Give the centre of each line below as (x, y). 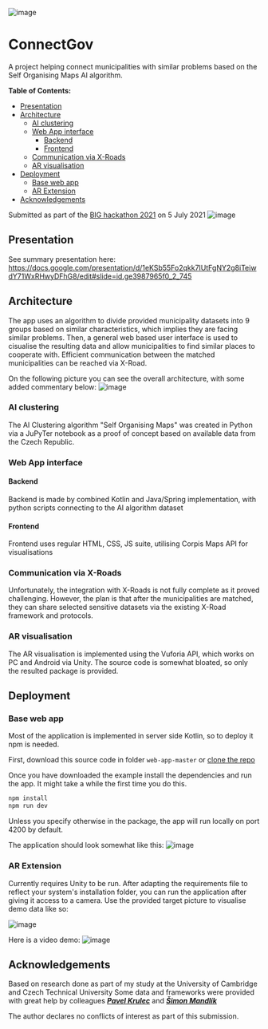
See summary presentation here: (62, 259)
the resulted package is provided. (63, 671)
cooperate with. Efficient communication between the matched (112, 354)
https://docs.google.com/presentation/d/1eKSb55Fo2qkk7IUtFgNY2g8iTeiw (132, 267)
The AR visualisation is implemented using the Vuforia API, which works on (131, 654)
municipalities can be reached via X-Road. (78, 362)
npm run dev (28, 806)
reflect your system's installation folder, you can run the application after (128, 892)
